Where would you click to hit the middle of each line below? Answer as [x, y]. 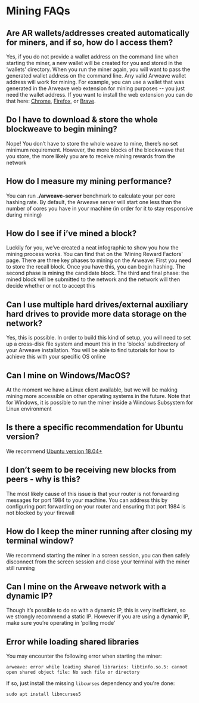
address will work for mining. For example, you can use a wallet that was [95, 82]
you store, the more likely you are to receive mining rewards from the [91, 156]
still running [21, 568]
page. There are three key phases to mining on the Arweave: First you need [99, 260]
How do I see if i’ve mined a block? [71, 234]
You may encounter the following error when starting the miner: [84, 656]
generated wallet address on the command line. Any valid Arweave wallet [96, 75]
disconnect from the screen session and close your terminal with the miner [98, 562]
